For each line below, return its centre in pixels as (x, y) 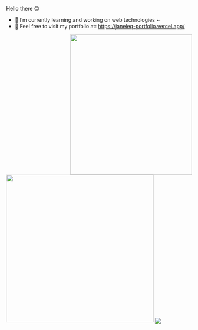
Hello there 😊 (23, 9)
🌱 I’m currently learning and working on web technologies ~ (87, 20)
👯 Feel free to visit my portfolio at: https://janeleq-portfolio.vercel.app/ (100, 26)
